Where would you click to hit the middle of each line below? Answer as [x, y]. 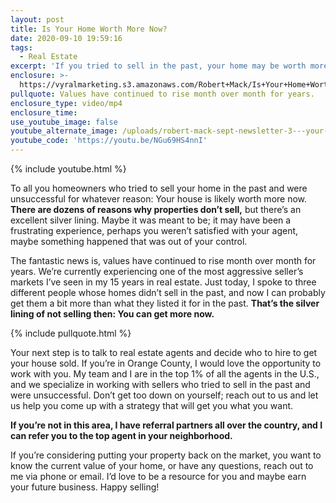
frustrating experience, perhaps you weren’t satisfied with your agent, [154, 230]
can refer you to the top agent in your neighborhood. [121, 435]
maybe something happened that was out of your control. [129, 241]
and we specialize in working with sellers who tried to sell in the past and [160, 384]
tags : [21, 47]
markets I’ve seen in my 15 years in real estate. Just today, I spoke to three [163, 282]
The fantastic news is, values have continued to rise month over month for [163, 260]
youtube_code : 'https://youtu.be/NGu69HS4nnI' [109, 141]
